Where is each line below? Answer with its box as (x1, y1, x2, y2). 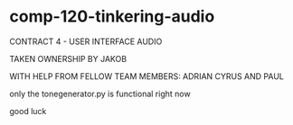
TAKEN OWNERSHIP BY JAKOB (9, 53, 128, 64)
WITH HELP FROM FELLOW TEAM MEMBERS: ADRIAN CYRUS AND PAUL (9, 70, 285, 82)
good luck (9, 105, 47, 116)
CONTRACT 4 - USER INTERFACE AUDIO (9, 36, 163, 47)
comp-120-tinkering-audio (9, 6, 215, 27)
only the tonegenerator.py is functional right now (9, 88, 192, 99)
